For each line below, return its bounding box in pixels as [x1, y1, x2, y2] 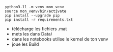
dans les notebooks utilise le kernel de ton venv [11, 36, 109, 42]
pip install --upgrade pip [4, 13, 60, 18]
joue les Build [11, 41, 39, 47]
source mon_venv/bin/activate [4, 9, 67, 14]
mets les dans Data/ [11, 31, 53, 36]
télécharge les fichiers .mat [11, 26, 67, 32]
